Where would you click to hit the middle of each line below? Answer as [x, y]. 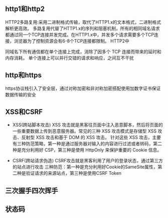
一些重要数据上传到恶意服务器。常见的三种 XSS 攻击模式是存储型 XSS [85, 131]
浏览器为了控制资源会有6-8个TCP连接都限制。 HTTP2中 [71, 41]
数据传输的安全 [21, 94]
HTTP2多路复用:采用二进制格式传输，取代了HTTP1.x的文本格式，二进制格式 [83, 22]
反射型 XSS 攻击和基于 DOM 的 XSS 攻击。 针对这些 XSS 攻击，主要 [91, 138]
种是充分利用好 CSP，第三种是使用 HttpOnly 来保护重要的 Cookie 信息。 [87, 150]
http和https [23, 75]
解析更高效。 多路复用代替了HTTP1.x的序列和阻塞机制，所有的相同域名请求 [82, 28]
